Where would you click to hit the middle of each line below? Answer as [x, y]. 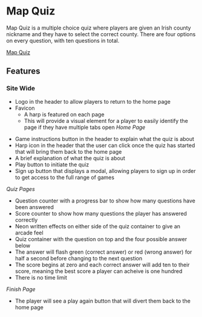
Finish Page [21, 289]
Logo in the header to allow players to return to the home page [93, 101]
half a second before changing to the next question [79, 258]
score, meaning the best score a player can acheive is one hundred [99, 271]
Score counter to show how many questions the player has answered [101, 213]
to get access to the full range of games [65, 177]
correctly [26, 220]
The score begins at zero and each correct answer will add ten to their [102, 265]
